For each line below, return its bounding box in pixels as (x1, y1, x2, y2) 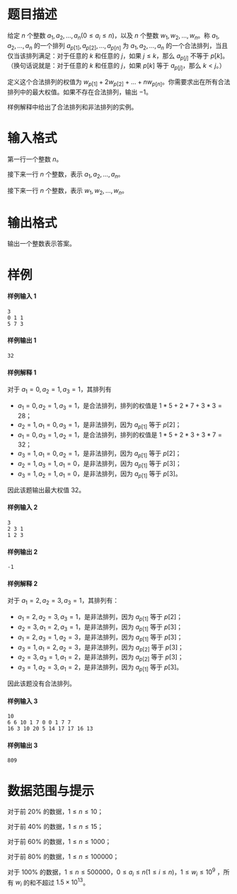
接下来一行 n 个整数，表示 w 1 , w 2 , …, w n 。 (7, 186, 129, 196)
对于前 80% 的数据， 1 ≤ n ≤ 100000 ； (7, 852, 120, 861)
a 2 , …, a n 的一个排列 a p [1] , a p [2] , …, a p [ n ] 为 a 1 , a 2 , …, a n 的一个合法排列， (7, 41, 216, 52)
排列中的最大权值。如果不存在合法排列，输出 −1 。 (7, 88, 152, 96)
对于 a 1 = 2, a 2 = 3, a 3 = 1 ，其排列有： (7, 596, 119, 606)
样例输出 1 (7, 336, 37, 345)
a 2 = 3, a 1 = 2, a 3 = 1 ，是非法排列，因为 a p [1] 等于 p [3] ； (17, 623, 183, 633)
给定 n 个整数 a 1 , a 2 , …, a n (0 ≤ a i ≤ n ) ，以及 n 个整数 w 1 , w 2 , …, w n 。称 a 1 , (7, 31, 220, 41)
